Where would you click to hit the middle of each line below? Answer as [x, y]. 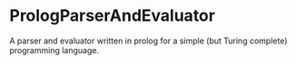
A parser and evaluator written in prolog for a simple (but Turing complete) [148, 41]
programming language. [54, 50]
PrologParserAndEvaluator [113, 16]
